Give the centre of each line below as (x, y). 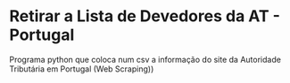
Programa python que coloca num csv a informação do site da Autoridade (145, 59)
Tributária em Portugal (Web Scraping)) (82, 69)
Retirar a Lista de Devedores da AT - (145, 16)
